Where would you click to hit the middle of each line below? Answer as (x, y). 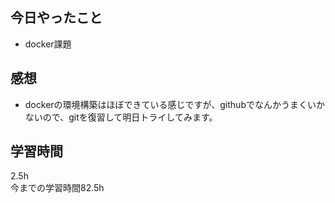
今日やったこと (56, 18)
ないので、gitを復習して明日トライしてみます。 (121, 117)
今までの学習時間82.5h (57, 188)
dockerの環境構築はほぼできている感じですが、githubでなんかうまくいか (174, 104)
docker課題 (48, 44)
